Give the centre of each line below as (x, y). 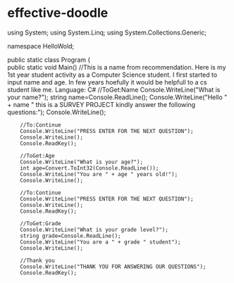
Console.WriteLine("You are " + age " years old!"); (99, 174)
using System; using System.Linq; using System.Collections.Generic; (107, 32)
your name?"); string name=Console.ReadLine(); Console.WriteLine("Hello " (117, 97)
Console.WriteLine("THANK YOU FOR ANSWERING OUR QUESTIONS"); (113, 266)
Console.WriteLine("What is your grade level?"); (94, 229)
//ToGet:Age (37, 156)
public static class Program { (49, 59)
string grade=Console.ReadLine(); (70, 236)
